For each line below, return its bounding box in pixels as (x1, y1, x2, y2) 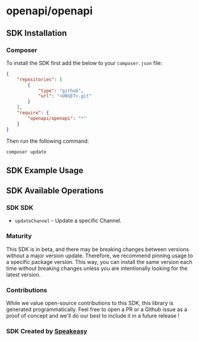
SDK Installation (6, 28, 67, 38)
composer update (6, 149, 46, 155)
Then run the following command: (6, 137, 89, 145)
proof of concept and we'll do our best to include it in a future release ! (6, 312, 180, 320)
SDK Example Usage (6, 165, 83, 176)
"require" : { (17, 110, 49, 116)
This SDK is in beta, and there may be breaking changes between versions (6, 245, 189, 253)
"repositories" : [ (17, 76, 63, 82)
